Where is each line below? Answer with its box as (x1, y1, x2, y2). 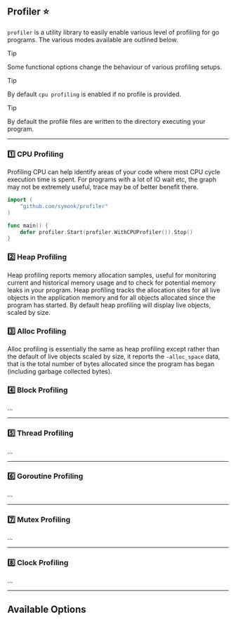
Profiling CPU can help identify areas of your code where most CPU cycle (7, 168, 221, 176)
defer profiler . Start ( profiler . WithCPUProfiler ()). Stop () (20, 228, 193, 235)
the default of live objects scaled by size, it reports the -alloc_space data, (7, 352, 221, 361)
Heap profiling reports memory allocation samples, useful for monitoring (7, 271, 216, 279)
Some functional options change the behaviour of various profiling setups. (7, 63, 223, 71)
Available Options (7, 603, 86, 615)
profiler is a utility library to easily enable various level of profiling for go (7, 27, 220, 37)
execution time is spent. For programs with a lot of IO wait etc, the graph (7, 175, 216, 184)
